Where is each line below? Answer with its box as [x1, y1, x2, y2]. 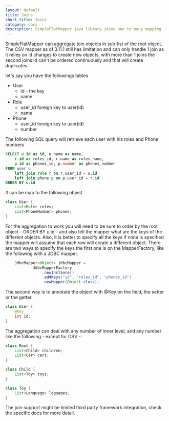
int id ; [14, 314, 31, 319]
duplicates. [5, 63, 29, 69]
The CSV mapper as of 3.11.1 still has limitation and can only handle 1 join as [5, 46, 164, 52]
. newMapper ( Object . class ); [41, 280, 100, 285]
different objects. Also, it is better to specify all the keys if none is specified [5, 234, 164, 240]
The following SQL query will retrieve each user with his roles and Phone [5, 136, 159, 142]
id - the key [20, 88, 45, 94]
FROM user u [5, 166, 31, 171]
